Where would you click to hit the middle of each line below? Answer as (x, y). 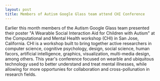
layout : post (18, 9)
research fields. (21, 74)
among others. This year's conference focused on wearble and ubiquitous (80, 59)
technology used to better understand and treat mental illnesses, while (76, 64)
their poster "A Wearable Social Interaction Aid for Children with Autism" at (80, 33)
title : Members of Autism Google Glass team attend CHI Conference (75, 14)
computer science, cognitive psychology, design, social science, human (77, 49)
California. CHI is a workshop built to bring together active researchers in (79, 43)
